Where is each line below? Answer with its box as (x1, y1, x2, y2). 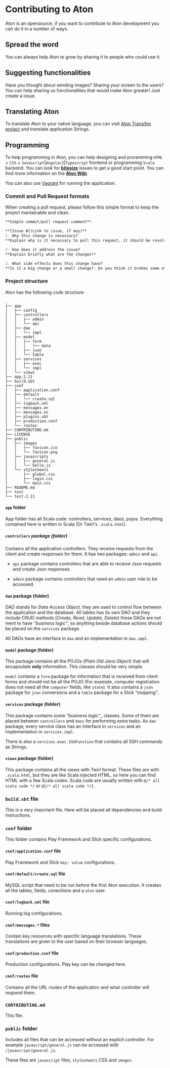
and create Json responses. (12, 566, 71, 572)
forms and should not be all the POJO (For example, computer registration (5, 679, 160, 685)
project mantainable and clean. (5, 210, 70, 216)
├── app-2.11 (5, 374, 33, 379)
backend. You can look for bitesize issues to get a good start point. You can (5, 165, 164, 171)
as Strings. (5, 744, 28, 750)
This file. (5, 1012, 24, 1018)
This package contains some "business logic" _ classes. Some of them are (5, 712, 159, 718)
